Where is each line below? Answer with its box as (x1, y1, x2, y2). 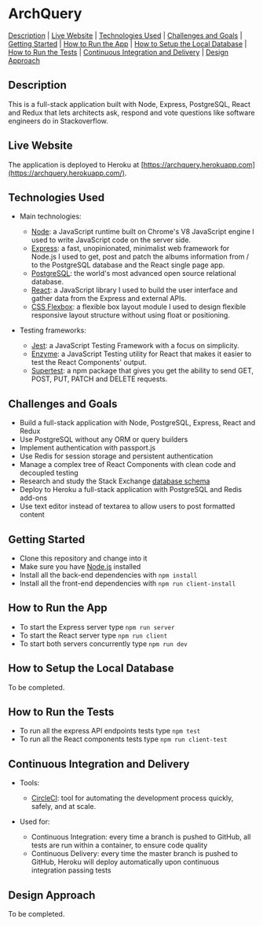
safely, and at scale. (31, 802, 97, 811)
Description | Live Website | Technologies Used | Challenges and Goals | (8, 31, 243, 40)
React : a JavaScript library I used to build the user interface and (31, 285, 238, 295)
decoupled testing (19, 469, 79, 478)
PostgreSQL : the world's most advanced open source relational (31, 269, 237, 278)
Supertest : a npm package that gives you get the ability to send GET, (31, 366, 254, 376)
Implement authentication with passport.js (19, 443, 155, 453)
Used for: (19, 817, 50, 826)
